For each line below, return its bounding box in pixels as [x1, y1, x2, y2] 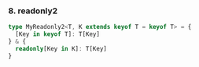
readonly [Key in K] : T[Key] [15, 44, 108, 52]
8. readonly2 [8, 5, 58, 16]
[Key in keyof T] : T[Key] [15, 30, 101, 38]
